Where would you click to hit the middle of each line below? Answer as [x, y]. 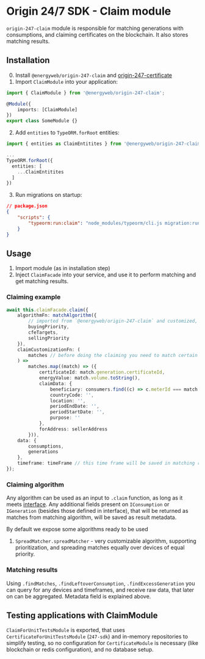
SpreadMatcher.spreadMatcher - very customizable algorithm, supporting [106, 541]
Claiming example [34, 297]
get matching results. [42, 281]
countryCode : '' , [72, 395]
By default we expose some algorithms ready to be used [77, 529]
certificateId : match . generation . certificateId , [102, 372]
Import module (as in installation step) [63, 268]
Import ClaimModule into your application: [66, 81]
